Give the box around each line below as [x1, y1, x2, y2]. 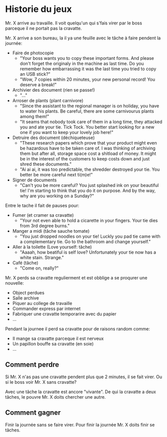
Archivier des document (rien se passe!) [12, 87, 95, 93]
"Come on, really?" [19, 265, 59, 271]
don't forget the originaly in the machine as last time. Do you [19, 60, 144, 66]
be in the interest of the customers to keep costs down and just [19, 155, 150, 161]
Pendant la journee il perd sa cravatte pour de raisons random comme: [5, 325, 151, 332]
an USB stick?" [19, 71, 51, 77]
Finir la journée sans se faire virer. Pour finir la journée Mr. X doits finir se [5, 422, 155, 428]
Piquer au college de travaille [12, 300, 72, 306]
